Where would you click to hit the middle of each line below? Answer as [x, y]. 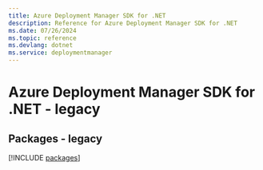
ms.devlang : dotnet [41, 45]
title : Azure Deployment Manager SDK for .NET [87, 16]
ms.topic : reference [43, 38]
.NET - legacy [54, 109]
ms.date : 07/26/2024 [43, 30]
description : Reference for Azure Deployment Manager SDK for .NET [123, 23]
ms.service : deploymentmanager [60, 53]
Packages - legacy [55, 138]
